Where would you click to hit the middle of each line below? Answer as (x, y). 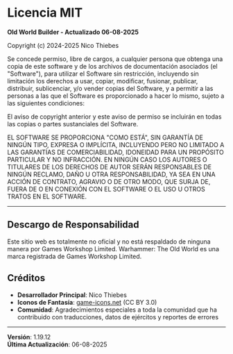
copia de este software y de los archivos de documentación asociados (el (112, 66)
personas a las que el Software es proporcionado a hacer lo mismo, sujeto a (116, 96)
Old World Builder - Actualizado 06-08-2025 (73, 32)
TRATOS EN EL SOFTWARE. (47, 196)
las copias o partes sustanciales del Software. (73, 124)
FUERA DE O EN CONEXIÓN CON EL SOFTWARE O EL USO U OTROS (106, 189)
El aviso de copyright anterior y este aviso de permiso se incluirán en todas (114, 117)
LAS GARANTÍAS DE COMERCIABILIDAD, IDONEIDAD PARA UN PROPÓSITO (115, 152)
